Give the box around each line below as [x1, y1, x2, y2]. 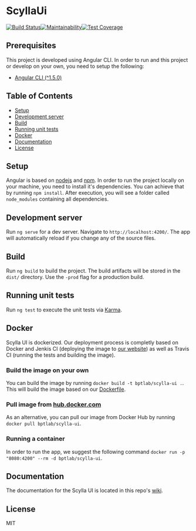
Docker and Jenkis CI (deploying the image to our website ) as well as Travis [6, 345, 190, 352]
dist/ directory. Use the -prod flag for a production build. [6, 274, 144, 280]
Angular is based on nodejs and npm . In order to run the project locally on [6, 177, 185, 184]
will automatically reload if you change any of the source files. [6, 234, 156, 242]
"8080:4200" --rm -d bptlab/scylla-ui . [6, 454, 103, 462]
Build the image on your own [6, 366, 89, 374]
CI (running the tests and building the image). [6, 351, 116, 359]
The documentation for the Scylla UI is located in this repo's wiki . [6, 487, 163, 494]
